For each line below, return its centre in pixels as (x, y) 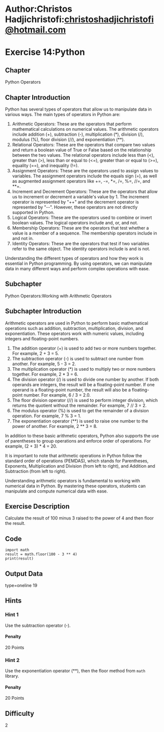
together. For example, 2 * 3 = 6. (45, 374)
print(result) (20, 559)
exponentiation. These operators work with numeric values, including (75, 333)
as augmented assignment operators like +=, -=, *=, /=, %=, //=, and (81, 181)
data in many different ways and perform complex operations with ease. (77, 269)
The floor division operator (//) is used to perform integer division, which (85, 400)
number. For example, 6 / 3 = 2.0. (57, 395)
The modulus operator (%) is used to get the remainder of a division (80, 410)
